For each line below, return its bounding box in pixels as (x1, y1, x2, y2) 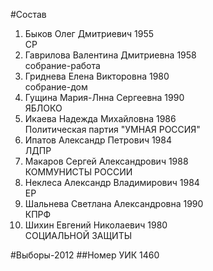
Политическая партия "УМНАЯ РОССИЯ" (24, 124, 201, 135)
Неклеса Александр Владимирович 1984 (24, 177, 200, 188)
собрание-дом (24, 81, 88, 93)
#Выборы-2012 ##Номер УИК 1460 (10, 249, 160, 261)
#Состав (10, 9, 47, 20)
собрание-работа (24, 60, 101, 71)
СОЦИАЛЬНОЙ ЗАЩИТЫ (24, 230, 133, 241)
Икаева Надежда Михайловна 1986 (24, 113, 177, 124)
